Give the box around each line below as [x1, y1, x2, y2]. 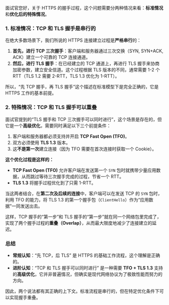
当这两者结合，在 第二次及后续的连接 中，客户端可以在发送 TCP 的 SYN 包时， [5, 190, 162, 196]
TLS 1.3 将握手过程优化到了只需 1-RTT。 [12, 179, 97, 185]
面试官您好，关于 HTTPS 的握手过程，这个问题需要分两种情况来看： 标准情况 [5, 5, 163, 11]
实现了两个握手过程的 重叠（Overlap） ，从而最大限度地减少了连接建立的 [5, 220, 152, 226]
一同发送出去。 [12, 203, 43, 209]
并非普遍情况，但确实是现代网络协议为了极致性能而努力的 [43, 271, 162, 277]
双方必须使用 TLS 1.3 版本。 [12, 139, 70, 145]
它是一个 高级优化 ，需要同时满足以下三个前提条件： [5, 123, 111, 129]
